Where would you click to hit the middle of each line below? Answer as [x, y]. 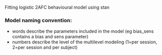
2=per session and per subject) [45, 47]
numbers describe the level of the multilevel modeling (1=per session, [85, 42]
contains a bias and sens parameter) [50, 37]
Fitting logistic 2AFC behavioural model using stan [57, 7]
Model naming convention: [38, 20]
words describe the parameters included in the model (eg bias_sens [83, 31]
